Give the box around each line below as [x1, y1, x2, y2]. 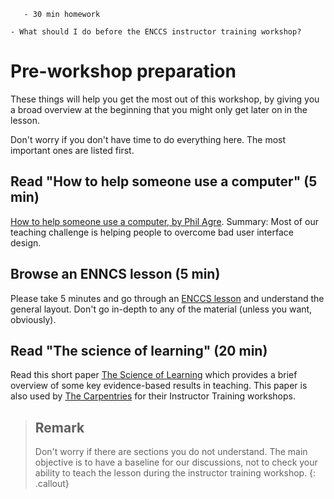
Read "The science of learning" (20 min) [10, 342, 268, 359]
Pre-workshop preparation [10, 60, 237, 83]
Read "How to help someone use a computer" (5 [10, 173, 318, 190]
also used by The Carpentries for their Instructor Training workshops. [10, 390, 296, 402]
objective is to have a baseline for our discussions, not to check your [34, 456, 318, 469]
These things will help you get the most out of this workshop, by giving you [10, 93, 320, 105]
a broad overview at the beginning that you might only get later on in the [10, 103, 308, 115]
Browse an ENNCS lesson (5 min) [10, 266, 221, 283]
